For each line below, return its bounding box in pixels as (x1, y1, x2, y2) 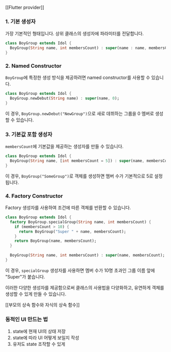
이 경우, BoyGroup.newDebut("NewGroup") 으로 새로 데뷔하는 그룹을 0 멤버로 (5, 110, 154, 116)
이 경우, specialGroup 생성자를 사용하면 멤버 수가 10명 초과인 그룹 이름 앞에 (5, 267, 155, 273)
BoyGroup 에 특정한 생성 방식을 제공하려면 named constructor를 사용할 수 (5, 74, 150, 81)
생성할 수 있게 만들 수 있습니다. (5, 291, 67, 297)
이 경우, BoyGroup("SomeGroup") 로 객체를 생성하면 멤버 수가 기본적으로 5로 (5, 173, 154, 179)
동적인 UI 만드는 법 (5, 316, 48, 323)
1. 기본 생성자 (5, 18, 36, 25)
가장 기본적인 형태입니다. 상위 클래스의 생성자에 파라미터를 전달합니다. (5, 31, 144, 37)
